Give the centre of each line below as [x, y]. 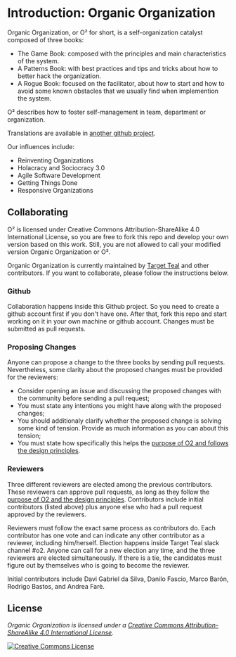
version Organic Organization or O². [59, 252]
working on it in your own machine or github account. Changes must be [111, 321]
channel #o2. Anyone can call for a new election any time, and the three [111, 550]
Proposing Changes [42, 347]
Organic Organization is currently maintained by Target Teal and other [108, 265]
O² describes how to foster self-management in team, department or [106, 112]
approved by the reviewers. [47, 514]
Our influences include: [41, 146]
